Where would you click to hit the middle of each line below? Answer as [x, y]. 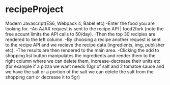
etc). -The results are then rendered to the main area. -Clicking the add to [82, 50]
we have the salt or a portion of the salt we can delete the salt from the [80, 71]
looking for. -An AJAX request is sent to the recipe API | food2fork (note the [84, 28]
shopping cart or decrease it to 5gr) [43, 77]
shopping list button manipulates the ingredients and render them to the [81, 55]
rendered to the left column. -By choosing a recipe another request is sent [83, 39]
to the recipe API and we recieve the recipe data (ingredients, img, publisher [85, 45]
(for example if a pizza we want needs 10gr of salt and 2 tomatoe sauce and [85, 66]
